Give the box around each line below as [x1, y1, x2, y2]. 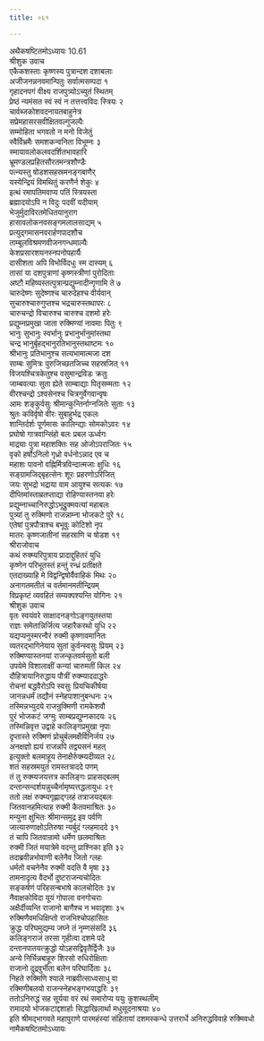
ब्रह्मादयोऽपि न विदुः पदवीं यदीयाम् [9, 196, 98, 207]
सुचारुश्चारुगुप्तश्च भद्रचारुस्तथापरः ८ [9, 297, 112, 308]
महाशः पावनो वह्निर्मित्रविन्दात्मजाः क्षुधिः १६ [9, 459, 122, 469]
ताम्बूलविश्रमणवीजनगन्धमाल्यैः [9, 237, 89, 247]
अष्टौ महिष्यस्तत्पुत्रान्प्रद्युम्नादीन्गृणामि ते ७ [9, 277, 122, 288]
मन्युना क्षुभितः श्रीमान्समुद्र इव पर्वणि [9, 812, 103, 822]
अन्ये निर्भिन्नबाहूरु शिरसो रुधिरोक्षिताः [9, 952, 108, 963]
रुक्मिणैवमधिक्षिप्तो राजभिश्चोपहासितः [9, 912, 109, 923]
